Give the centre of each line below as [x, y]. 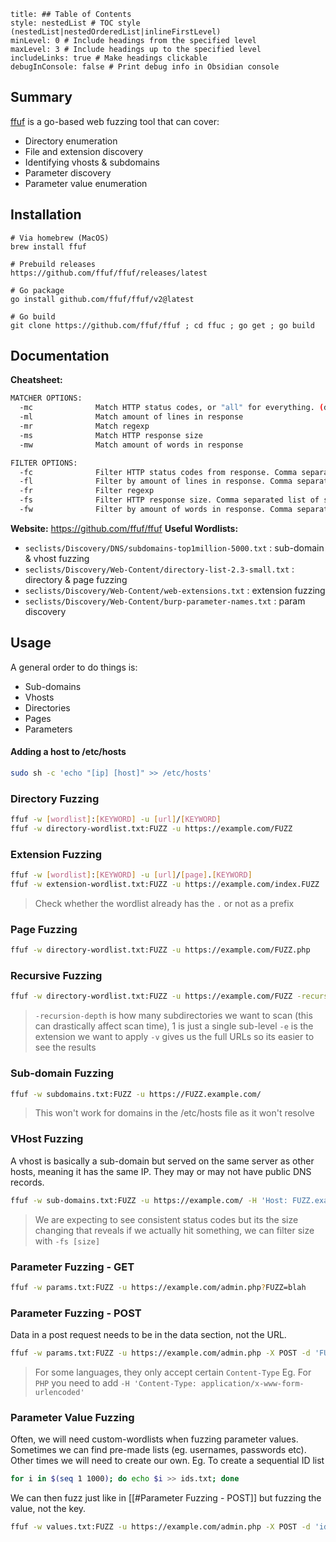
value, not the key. [48, 1509]
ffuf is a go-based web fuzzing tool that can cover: [115, 121]
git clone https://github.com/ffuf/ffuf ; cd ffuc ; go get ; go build [162, 325]
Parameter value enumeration [86, 183]
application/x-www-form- [253, 1383]
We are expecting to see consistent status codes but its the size [166, 1219]
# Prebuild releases [53, 264]
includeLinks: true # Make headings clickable [109, 58]
